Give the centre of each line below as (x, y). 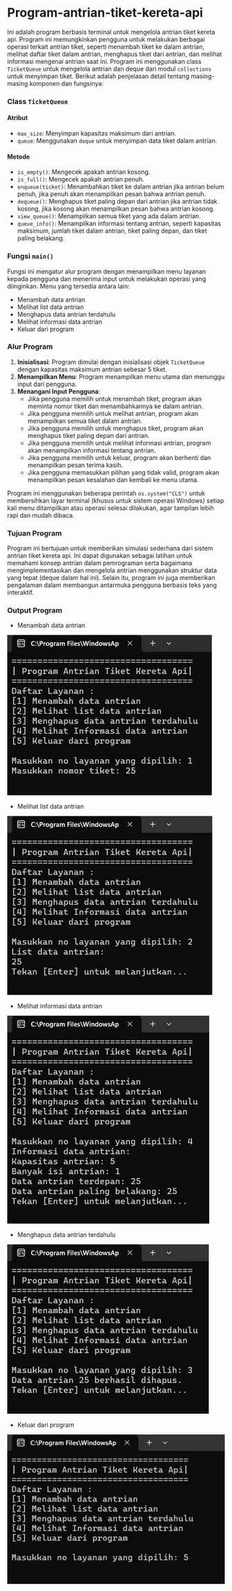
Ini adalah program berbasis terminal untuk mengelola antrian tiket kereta (111, 32)
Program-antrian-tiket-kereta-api (105, 13)
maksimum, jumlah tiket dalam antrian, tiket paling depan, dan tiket (112, 231)
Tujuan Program (35, 533)
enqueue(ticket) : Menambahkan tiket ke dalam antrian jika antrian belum (120, 187)
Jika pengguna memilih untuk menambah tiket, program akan (115, 398)
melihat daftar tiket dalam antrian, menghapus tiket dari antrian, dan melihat (115, 54)
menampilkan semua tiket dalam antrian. (85, 421)
